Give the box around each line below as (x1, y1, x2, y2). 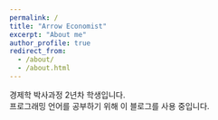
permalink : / (9, 13, 59, 23)
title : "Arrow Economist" (9, 22, 107, 31)
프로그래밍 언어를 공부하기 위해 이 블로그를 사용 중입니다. (9, 100, 210, 111)
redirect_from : (9, 47, 67, 56)
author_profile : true (9, 38, 91, 48)
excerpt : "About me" (9, 30, 88, 39)
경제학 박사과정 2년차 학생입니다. (9, 89, 126, 100)
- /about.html (17, 64, 71, 73)
